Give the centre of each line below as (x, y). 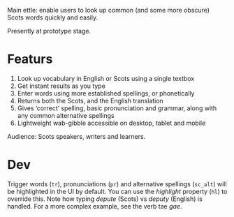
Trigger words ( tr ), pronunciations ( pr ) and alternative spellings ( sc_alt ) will (117, 184)
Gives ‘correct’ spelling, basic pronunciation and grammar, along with (117, 108)
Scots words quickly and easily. (53, 17)
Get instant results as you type (61, 86)
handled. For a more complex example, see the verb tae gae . (95, 206)
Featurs (30, 59)
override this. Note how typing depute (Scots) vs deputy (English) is (105, 199)
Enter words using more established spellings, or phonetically (106, 93)
